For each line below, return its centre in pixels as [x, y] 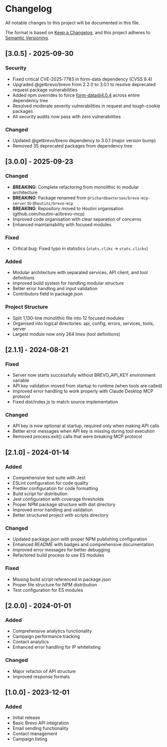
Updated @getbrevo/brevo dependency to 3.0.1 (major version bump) [84, 140]
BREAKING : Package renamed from [49, 197]
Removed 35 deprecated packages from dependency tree [72, 146]
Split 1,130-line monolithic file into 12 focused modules [68, 318]
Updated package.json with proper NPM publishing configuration [80, 539]
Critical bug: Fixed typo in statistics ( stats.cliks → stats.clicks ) [80, 248]
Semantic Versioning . [27, 38]
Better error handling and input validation [55, 289]
